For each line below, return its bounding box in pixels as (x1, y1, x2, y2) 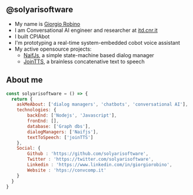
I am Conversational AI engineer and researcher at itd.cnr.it (14, 27, 158, 34)
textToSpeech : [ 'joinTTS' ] (27, 134, 94, 140)
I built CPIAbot (14, 32, 50, 40)
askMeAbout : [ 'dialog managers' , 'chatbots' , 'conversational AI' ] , (16, 101, 188, 108)
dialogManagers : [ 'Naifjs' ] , (27, 129, 99, 135)
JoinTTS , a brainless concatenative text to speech (23, 58, 145, 65)
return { (11, 96, 33, 102)
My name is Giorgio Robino (14, 20, 81, 27)
